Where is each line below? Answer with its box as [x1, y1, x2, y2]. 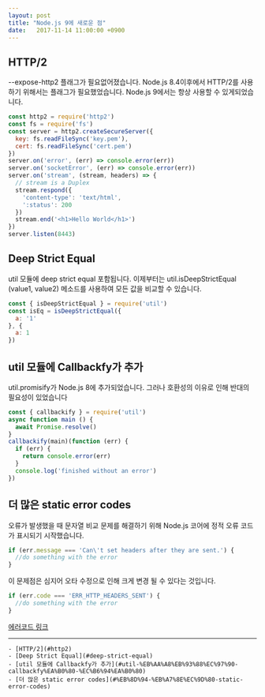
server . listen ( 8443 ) [8, 230, 77, 238]
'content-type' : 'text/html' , [22, 193, 122, 201]
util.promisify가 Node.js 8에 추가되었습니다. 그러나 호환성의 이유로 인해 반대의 [8, 382, 250, 392]
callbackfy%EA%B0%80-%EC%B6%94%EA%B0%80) [8, 667, 147, 675]
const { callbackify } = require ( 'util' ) [8, 408, 147, 416]
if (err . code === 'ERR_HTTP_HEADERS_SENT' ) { [8, 592, 160, 600]
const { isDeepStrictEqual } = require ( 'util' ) [8, 299, 168, 308]
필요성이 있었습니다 [8, 392, 68, 402]
